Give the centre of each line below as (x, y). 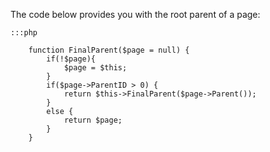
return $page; (93, 120)
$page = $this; (95, 68)
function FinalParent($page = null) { (109, 50)
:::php (24, 33)
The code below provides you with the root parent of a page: (135, 14)
